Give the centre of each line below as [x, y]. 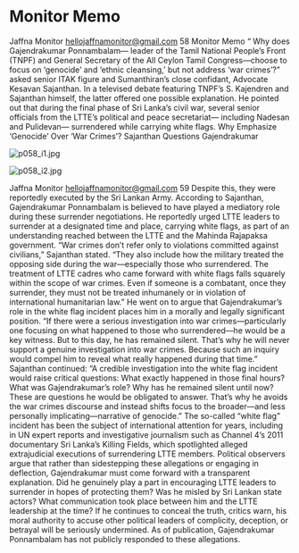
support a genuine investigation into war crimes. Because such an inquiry [144, 349]
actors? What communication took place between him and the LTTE [133, 501]
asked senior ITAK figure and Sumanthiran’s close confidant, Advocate [139, 79]
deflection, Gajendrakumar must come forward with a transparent [130, 473]
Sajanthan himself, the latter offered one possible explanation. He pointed [144, 98]
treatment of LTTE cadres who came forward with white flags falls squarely [147, 273]
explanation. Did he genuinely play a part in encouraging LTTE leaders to [143, 482]
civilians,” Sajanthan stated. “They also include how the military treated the [146, 254]
